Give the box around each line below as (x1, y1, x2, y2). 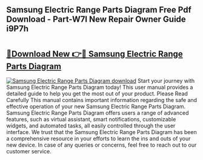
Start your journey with (137, 77, 195, 84)
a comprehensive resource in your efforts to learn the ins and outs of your (6, 135, 191, 142)
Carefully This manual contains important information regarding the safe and (6, 97, 198, 103)
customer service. (6, 148, 52, 155)
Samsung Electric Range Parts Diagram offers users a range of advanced (6, 109, 189, 117)
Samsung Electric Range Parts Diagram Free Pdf (6, 5, 192, 15)
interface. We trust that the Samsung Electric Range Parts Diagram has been (6, 129, 197, 135)
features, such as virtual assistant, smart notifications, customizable (6, 116, 176, 123)
